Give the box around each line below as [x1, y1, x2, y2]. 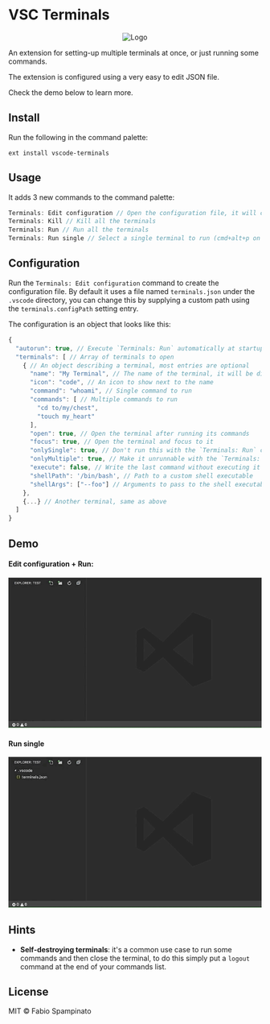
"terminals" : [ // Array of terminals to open [15, 353, 174, 361]
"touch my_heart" [37, 413, 95, 421]
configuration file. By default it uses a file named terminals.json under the [8, 286, 256, 296]
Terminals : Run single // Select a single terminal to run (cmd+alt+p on [8, 234, 261, 243]
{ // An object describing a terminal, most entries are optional [22, 361, 250, 370]
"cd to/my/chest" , [37, 404, 99, 412]
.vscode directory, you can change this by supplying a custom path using [8, 295, 251, 305]
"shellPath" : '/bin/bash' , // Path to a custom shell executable [29, 471, 253, 480]
